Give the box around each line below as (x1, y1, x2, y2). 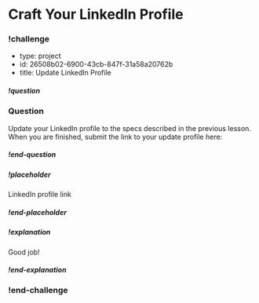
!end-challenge (8, 285, 68, 296)
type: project (19, 51, 61, 60)
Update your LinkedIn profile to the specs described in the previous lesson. (8, 123, 251, 133)
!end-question (8, 150, 57, 159)
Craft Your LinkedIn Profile (8, 5, 184, 24)
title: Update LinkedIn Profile (19, 68, 111, 78)
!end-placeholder (8, 207, 67, 217)
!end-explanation (8, 265, 67, 275)
